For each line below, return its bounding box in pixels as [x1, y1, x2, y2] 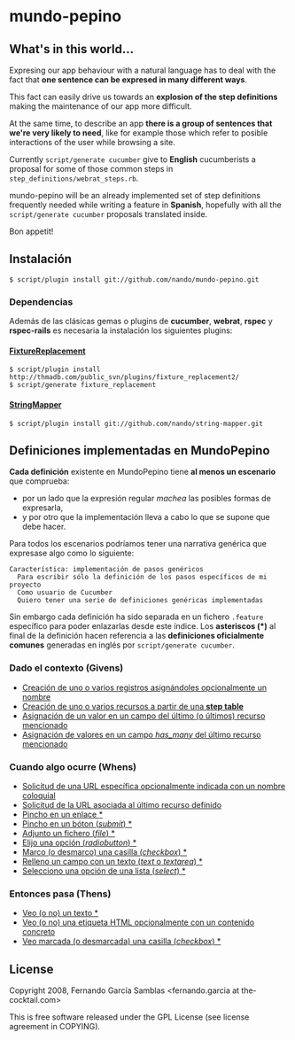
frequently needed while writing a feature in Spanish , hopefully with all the [9, 199, 282, 210]
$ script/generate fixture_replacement [9, 381, 157, 390]
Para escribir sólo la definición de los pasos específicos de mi [17, 573, 268, 582]
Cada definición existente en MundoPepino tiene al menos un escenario [9, 467, 276, 477]
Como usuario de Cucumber [17, 588, 113, 597]
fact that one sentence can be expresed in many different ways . [9, 74, 248, 85]
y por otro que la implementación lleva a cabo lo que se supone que [21, 512, 270, 523]
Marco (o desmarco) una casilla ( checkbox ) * [21, 846, 188, 857]
